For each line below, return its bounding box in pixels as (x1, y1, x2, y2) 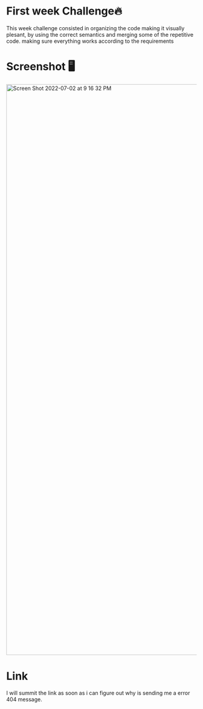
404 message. (6, 696, 42, 703)
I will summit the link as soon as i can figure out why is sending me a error (6, 689, 190, 696)
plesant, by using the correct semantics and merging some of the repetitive (6, 31, 194, 38)
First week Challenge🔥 (6, 4, 123, 18)
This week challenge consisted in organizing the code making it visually (6, 24, 185, 31)
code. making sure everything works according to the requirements (6, 37, 174, 45)
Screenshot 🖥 (6, 60, 76, 74)
